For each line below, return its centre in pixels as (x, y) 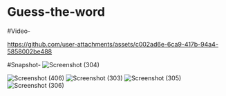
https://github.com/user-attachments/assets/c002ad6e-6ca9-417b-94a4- (113, 44)
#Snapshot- (24, 64)
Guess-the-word (56, 12)
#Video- (19, 31)
